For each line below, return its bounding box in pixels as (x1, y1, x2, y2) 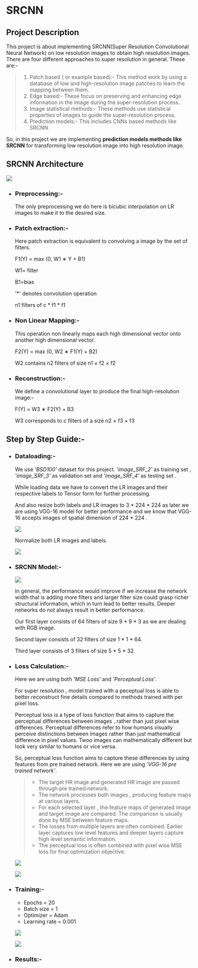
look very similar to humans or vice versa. (14, 743, 117, 750)
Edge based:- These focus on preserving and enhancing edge (29, 93, 182, 99)
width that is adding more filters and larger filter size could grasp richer (14, 593, 189, 601)
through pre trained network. (38, 785, 109, 792)
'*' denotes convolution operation (14, 290, 97, 297)
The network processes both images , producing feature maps (38, 791, 191, 798)
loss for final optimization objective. (38, 848, 126, 856)
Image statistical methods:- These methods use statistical (29, 105, 171, 112)
